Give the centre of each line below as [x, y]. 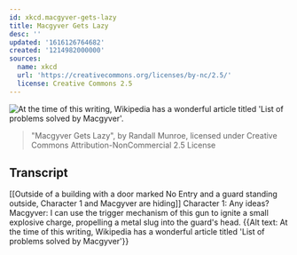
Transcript [39, 173]
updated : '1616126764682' [57, 42]
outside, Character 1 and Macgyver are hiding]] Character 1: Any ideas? [139, 203]
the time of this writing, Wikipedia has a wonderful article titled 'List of [137, 232]
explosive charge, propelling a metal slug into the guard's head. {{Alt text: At [148, 222]
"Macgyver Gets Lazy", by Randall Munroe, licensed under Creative [154, 135]
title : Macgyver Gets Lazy [59, 26]
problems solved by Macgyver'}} [69, 242]
